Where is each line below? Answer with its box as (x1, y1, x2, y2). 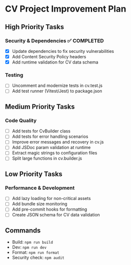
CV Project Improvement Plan (5, 3, 127, 15)
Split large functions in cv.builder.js (12, 155, 82, 161)
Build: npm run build (12, 239, 53, 245)
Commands (5, 226, 41, 234)
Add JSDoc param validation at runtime (12, 145, 91, 150)
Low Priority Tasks (5, 170, 63, 178)
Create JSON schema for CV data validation (12, 212, 100, 218)
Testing (5, 71, 23, 78)
